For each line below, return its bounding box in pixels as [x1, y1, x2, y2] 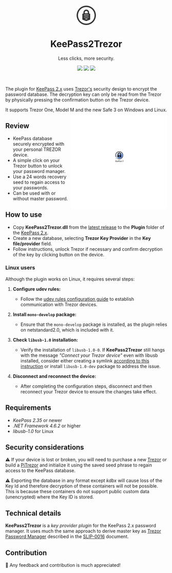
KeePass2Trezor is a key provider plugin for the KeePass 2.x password [5, 523, 157, 529]
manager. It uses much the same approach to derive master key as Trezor [5, 528, 162, 534]
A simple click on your [12, 157, 60, 163]
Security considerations [5, 443, 84, 452]
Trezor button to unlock [12, 163, 63, 169]
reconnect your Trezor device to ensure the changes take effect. [20, 388, 157, 394]
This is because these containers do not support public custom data [5, 489, 150, 495]
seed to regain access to [12, 179, 65, 185]
